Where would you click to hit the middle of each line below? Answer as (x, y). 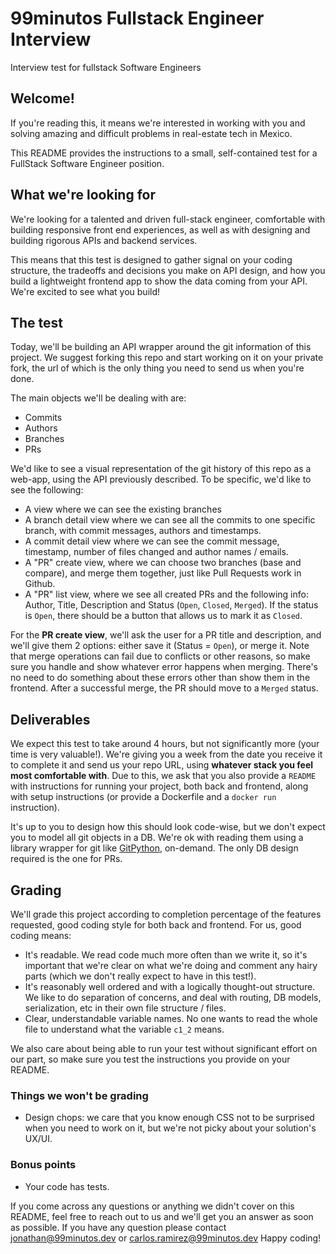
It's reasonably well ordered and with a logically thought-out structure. (170, 986)
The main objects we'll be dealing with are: (98, 398)
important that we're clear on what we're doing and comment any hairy (171, 965)
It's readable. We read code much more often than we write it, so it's (166, 955)
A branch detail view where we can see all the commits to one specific (170, 520)
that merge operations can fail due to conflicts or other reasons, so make (160, 656)
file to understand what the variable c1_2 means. (124, 1029)
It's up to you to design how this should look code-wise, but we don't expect (168, 827)
